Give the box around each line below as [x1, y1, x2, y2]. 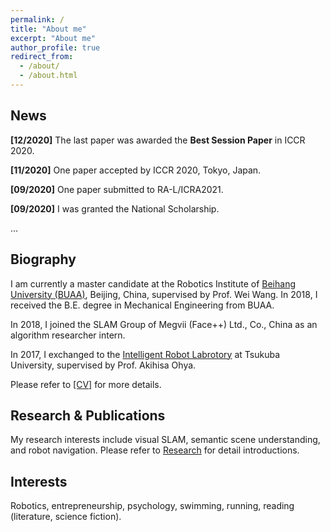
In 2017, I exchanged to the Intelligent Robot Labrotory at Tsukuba [10, 348, 280, 360]
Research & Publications [10, 407, 166, 424]
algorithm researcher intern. [10, 329, 126, 341]
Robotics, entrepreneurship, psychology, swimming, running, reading [10, 500, 295, 512]
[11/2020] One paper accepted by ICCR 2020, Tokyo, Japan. [10, 164, 262, 176]
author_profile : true [10, 42, 101, 53]
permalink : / [10, 14, 65, 25]
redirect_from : [10, 52, 74, 62]
